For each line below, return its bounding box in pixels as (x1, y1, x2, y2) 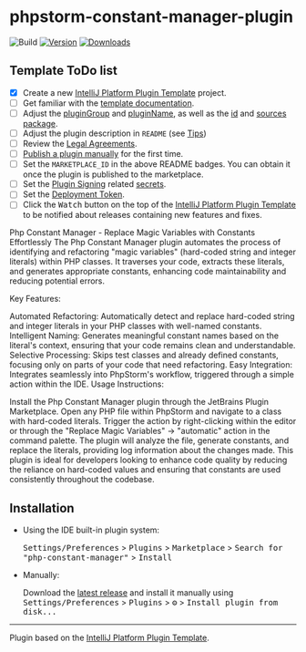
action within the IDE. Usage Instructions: (9, 378, 164, 389)
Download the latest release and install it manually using (22, 587, 234, 598)
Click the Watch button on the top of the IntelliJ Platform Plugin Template (22, 199, 296, 211)
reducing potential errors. (9, 275, 106, 286)
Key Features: (9, 294, 61, 305)
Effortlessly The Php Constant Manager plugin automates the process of (9, 237, 281, 248)
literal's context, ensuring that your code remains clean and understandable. (9, 340, 296, 351)
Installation (9, 500, 75, 516)
